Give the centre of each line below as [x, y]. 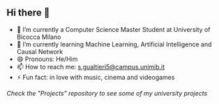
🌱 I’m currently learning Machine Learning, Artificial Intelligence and [114, 44]
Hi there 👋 [28, 13]
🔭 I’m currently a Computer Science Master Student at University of [113, 29]
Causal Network [40, 51]
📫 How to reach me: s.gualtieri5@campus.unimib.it [91, 67]
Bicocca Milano [39, 37]
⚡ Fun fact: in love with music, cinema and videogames [96, 77]
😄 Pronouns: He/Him [47, 59]
